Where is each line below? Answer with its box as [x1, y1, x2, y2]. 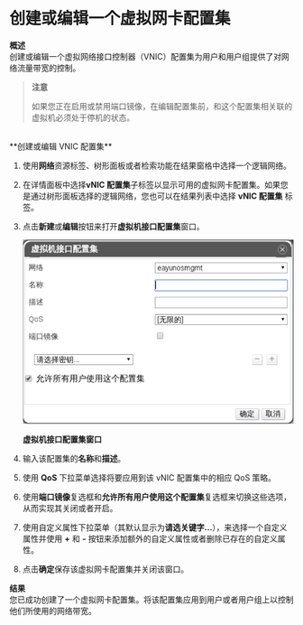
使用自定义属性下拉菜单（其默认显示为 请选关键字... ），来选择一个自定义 [22, 521, 288, 533]
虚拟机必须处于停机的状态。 [31, 112, 135, 123]
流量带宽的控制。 [16, 62, 81, 73]
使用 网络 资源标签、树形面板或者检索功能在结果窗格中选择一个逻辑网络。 [22, 160, 291, 171]
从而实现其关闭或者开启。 [22, 502, 118, 513]
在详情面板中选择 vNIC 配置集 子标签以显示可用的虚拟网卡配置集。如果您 [22, 179, 289, 190]
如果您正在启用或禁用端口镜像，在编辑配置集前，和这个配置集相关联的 [31, 100, 293, 111]
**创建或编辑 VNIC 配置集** [9, 141, 113, 152]
